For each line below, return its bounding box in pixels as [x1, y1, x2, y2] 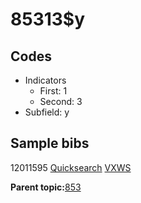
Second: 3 [39, 96, 83, 107]
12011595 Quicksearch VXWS [10, 161, 132, 173]
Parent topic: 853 [10, 181, 82, 193]
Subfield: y [24, 106, 70, 118]
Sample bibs [10, 135, 90, 152]
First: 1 [39, 85, 68, 97]
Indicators [24, 74, 67, 86]
